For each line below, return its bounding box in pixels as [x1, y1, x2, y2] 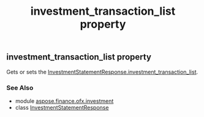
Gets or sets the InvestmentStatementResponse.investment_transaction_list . [6, 68, 198, 75]
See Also [6, 83, 34, 92]
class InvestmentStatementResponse [15, 104, 109, 111]
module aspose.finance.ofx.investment [15, 97, 114, 105]
